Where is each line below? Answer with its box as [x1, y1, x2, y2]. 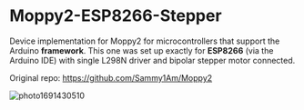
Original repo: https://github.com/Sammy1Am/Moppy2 [9, 72, 213, 83]
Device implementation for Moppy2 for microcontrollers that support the [9, 35, 280, 46]
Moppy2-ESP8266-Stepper [9, 5, 222, 26]
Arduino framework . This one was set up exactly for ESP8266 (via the [9, 45, 274, 55]
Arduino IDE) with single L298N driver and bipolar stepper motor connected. [9, 55, 296, 65]
